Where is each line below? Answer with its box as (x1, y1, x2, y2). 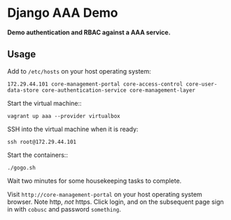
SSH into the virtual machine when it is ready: (7, 125, 139, 133)
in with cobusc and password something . (7, 205, 121, 213)
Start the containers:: (7, 151, 69, 159)
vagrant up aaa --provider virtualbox (7, 112, 120, 120)
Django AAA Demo (7, 5, 118, 21)
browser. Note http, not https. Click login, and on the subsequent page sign (7, 198, 224, 206)
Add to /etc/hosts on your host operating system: (7, 67, 152, 75)
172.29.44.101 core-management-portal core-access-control (7, 81, 183, 88)
